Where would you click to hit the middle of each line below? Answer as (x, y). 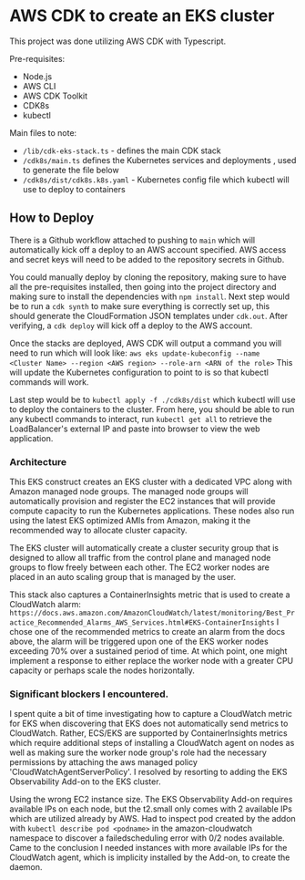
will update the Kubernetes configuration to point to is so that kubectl (139, 372)
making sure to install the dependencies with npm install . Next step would (149, 296)
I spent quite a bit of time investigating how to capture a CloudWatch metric (151, 714)
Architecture (38, 461)
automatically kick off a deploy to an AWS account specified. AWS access (148, 249)
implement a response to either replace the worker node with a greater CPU (152, 661)
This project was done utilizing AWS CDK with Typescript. (118, 41)
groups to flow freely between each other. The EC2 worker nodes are (140, 567)
